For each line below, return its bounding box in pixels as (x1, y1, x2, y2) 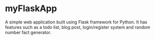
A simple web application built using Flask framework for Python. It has (5, 19, 147, 25)
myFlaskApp (5, 3, 57, 14)
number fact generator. (5, 29, 52, 35)
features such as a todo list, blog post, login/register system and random (5, 24, 151, 30)
